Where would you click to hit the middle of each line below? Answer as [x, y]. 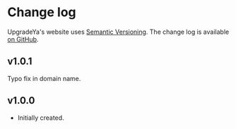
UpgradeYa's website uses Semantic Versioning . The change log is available [118, 32]
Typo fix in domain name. [44, 78]
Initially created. [41, 118]
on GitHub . [23, 39]
